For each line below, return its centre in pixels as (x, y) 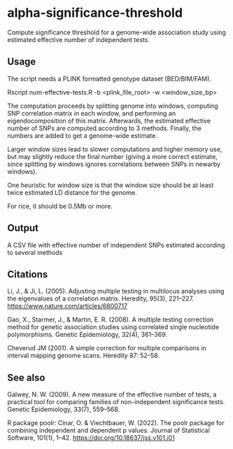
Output (23, 228)
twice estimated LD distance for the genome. (72, 192)
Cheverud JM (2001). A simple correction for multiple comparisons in (107, 348)
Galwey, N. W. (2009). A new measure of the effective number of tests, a (112, 394)
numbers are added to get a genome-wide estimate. (82, 135)
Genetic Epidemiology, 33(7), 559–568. (64, 409)
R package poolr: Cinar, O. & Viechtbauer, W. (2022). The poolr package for (116, 423)
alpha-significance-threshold (95, 13)
